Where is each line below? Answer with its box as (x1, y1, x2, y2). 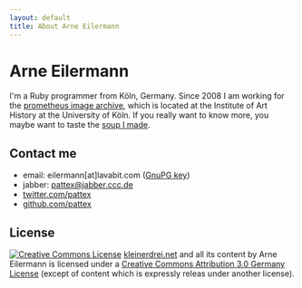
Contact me (9, 146, 77, 161)
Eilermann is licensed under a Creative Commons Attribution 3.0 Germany (9, 259, 286, 270)
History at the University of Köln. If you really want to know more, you (9, 110, 269, 120)
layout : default (9, 13, 71, 23)
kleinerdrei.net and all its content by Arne (123, 249, 278, 260)
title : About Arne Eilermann (9, 22, 120, 31)
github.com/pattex (22, 198, 93, 209)
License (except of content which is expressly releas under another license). (9, 268, 295, 279)
